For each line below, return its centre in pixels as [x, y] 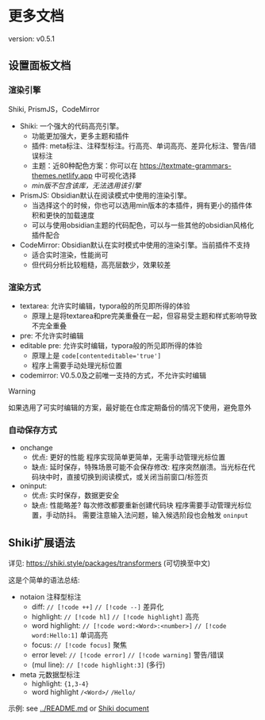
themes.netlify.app [62, 175]
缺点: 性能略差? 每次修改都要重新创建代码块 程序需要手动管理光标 [138, 505]
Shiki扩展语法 [42, 543]
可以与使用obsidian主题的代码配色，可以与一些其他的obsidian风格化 [143, 225]
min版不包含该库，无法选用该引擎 [86, 185]
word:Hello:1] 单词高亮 [70, 635]
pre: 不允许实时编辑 [52, 335]
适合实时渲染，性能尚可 [70, 255]
